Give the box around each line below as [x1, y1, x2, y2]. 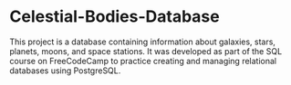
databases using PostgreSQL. [9, 65, 121, 76]
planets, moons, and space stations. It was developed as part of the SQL [9, 45, 283, 56]
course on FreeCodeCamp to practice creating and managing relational [9, 55, 276, 66]
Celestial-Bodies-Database [9, 6, 221, 27]
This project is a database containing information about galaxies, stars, [9, 36, 276, 47]
